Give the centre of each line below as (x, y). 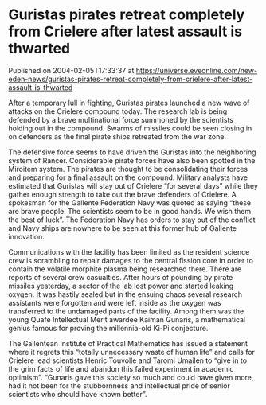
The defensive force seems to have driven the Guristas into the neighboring (132, 152)
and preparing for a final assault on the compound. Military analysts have (128, 177)
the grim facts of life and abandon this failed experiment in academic (121, 368)
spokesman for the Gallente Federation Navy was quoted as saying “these (130, 202)
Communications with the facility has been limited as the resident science (129, 251)
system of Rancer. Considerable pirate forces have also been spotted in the (132, 160)
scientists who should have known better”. (78, 394)
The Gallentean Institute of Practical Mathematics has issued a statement (128, 343)
